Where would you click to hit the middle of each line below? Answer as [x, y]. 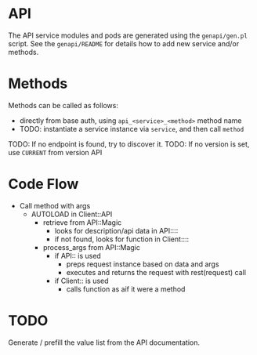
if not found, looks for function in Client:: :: [122, 239]
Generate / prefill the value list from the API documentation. [104, 342]
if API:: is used [78, 255]
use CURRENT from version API [55, 152]
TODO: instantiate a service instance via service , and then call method [132, 129]
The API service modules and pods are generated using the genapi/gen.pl [128, 35]
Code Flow [43, 184]
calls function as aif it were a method [126, 289]
